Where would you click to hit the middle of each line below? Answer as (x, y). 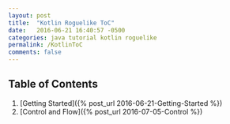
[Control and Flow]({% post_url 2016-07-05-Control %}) (111, 111)
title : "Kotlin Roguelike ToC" (61, 23)
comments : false (35, 52)
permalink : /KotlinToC (45, 45)
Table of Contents (53, 84)
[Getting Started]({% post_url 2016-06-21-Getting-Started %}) (121, 103)
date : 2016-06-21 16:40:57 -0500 (67, 30)
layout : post (30, 15)
